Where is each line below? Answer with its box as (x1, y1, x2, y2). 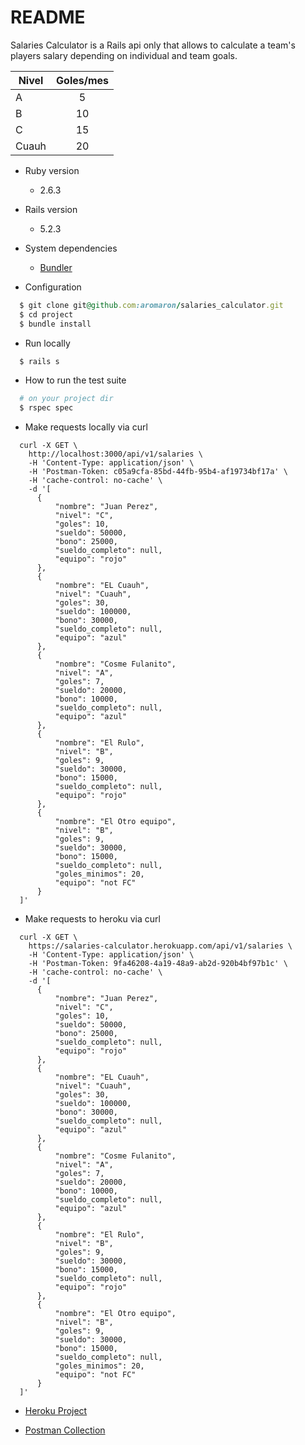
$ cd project (19, 309, 74, 320)
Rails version (24, 203, 78, 215)
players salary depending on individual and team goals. (10, 49, 238, 61)
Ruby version (24, 164, 80, 176)
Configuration (24, 281, 82, 293)
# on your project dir (19, 394, 114, 404)
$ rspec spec (19, 403, 74, 413)
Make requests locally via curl (24, 421, 148, 433)
